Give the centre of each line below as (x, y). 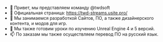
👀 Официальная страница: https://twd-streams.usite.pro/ (68, 13)
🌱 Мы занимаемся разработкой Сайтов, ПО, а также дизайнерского (82, 18)
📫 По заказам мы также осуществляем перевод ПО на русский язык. (84, 34)
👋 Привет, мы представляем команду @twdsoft (60, 8)
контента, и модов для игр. (39, 23)
